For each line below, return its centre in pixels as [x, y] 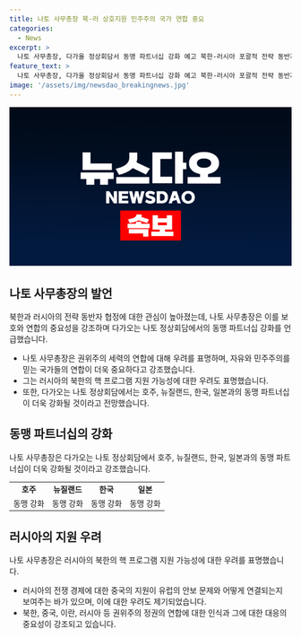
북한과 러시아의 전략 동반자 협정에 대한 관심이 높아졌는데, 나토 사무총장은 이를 [144, 317]
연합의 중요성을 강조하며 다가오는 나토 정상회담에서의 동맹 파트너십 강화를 [154, 328]
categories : [31, 28]
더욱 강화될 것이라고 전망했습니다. [90, 403]
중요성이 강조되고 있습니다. [69, 625]
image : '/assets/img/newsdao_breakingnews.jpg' [100, 85]
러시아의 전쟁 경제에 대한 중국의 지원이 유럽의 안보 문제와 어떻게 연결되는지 [153, 590]
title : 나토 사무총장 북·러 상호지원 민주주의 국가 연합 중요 [107, 19]
